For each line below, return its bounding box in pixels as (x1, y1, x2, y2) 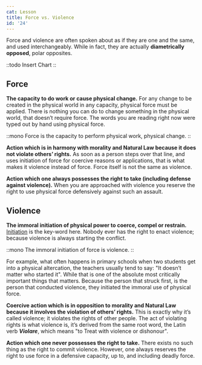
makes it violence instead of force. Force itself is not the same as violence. (6, 163, 192, 171)
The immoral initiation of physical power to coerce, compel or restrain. (6, 222, 187, 229)
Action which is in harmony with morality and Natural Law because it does (6, 144, 197, 151)
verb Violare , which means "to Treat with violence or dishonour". (6, 327, 168, 335)
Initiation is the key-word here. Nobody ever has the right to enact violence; (6, 228, 195, 235)
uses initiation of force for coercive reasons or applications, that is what (6, 157, 185, 164)
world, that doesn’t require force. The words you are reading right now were (6, 114, 195, 122)
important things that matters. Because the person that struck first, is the (6, 277, 187, 284)
